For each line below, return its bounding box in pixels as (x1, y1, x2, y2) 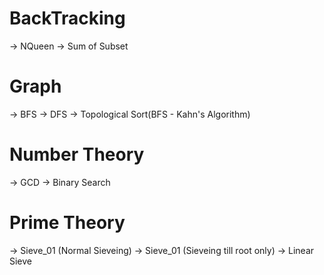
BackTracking (9, 7, 126, 30)
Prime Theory (9, 212, 126, 234)
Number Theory (9, 143, 145, 166)
